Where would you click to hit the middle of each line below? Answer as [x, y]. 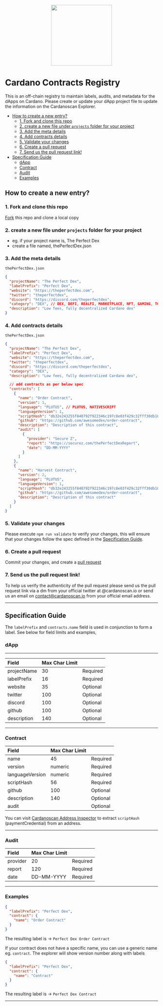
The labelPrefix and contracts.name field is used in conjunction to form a [79, 627]
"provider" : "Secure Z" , [52, 439]
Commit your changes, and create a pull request [53, 562]
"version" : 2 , [32, 475]
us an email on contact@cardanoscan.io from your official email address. [78, 596]
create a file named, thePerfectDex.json [52, 246]
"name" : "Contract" [33, 976]
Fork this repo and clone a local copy [42, 217]
